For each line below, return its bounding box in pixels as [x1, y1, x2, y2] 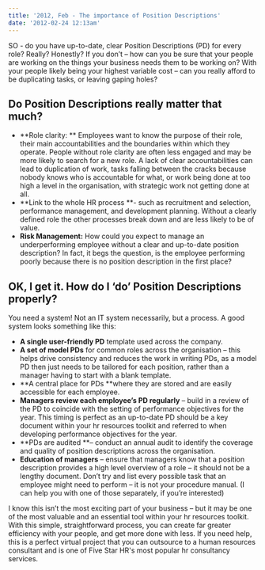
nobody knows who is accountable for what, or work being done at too [19, 173, 251, 182]
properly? [8, 292, 58, 306]
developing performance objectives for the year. [19, 429, 178, 439]
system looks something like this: [8, 321, 116, 331]
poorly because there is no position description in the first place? [19, 256, 232, 266]
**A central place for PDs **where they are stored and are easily [19, 379, 232, 389]
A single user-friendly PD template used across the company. [19, 337, 223, 347]
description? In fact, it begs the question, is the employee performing [19, 249, 245, 258]
